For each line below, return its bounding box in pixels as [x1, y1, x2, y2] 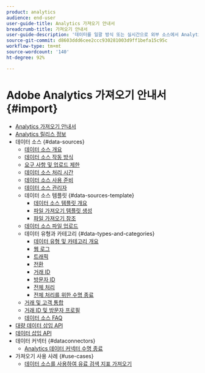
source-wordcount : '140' [6, 49, 70, 55]
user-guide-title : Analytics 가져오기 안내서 [6, 20, 115, 26]
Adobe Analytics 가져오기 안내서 [6, 88, 167, 102]
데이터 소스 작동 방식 [24, 153, 74, 160]
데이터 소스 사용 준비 [24, 176, 74, 184]
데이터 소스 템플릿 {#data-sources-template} [24, 191, 135, 199]
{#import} [6, 102, 58, 115]
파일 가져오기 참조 [33, 214, 76, 222]
